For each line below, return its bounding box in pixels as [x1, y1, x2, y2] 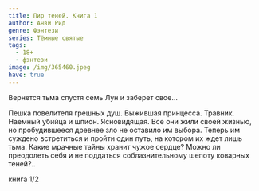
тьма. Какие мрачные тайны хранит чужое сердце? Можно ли [8, 142, 221, 151]
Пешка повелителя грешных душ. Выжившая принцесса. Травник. [8, 108, 235, 118]
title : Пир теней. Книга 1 [8, 11, 98, 20]
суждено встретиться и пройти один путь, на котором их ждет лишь [8, 133, 243, 143]
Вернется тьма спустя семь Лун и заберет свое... [8, 92, 178, 102]
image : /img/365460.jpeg [8, 64, 91, 72]
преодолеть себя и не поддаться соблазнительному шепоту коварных [8, 150, 249, 160]
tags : [8, 41, 26, 49]
